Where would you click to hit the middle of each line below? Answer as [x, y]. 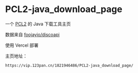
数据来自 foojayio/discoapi [32, 34]
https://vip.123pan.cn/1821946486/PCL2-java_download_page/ [70, 65]
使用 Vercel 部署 [22, 45]
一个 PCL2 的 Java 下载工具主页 [38, 24]
